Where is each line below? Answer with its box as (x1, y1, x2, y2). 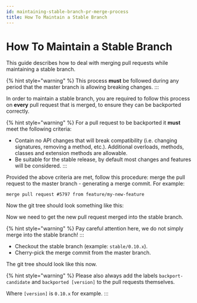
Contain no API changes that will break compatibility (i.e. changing (14, 137, 177, 144)
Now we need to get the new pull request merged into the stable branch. (6, 213, 184, 220)
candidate (6, 280, 31, 286)
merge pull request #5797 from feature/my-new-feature (6, 191, 145, 198)
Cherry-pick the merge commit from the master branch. (14, 249, 151, 256)
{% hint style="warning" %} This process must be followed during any (6, 77, 179, 84)
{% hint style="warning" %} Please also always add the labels (6, 272, 158, 279)
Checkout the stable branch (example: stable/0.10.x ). (14, 243, 148, 250)
